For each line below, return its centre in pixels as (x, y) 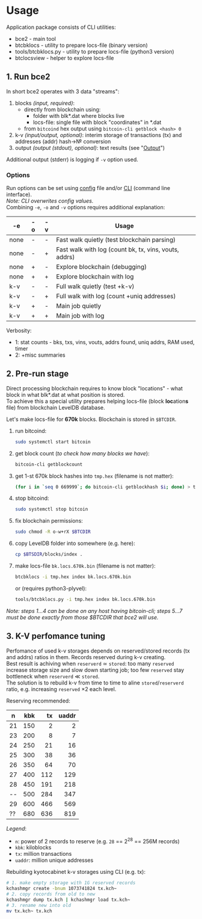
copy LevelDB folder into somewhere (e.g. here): (75, 543)
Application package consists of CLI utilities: (61, 27)
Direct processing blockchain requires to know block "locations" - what (95, 388)
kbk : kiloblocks (33, 847)
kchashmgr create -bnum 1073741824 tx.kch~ (62, 889)
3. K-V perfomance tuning (56, 636)
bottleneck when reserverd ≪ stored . (53, 676)
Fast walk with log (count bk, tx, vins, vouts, (118, 250)
